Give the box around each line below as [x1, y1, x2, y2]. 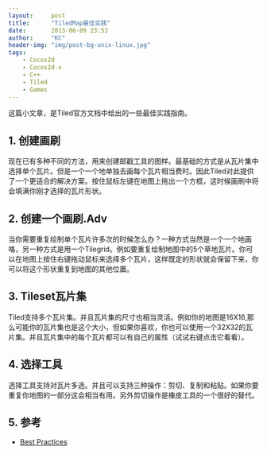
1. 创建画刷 [8, 134, 61, 147]
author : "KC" [8, 33, 66, 42]
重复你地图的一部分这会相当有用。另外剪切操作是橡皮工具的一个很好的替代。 [8, 390, 259, 400]
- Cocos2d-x [22, 64, 62, 72]
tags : [8, 49, 26, 56]
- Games [22, 85, 48, 94]
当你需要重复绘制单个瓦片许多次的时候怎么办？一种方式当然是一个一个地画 [8, 235, 252, 243]
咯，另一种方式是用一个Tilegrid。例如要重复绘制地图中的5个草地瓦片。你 [8, 244, 246, 254]
